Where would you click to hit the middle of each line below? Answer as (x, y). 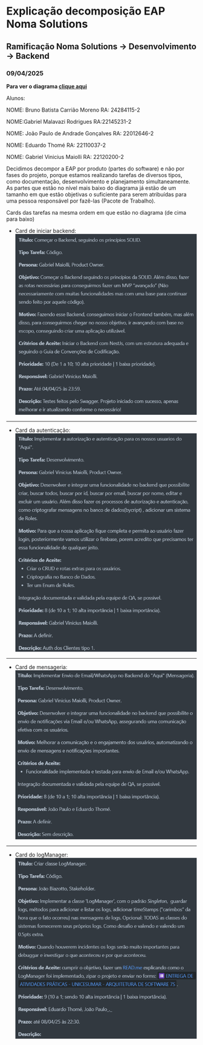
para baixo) (21, 219)
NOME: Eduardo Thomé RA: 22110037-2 (56, 145)
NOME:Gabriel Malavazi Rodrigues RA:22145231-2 (69, 121)
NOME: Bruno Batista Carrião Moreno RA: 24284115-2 (73, 110)
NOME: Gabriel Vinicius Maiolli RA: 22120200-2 (65, 156)
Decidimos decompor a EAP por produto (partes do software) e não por (95, 169)
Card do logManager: (41, 855)
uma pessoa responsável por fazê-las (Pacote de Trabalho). (81, 201)
